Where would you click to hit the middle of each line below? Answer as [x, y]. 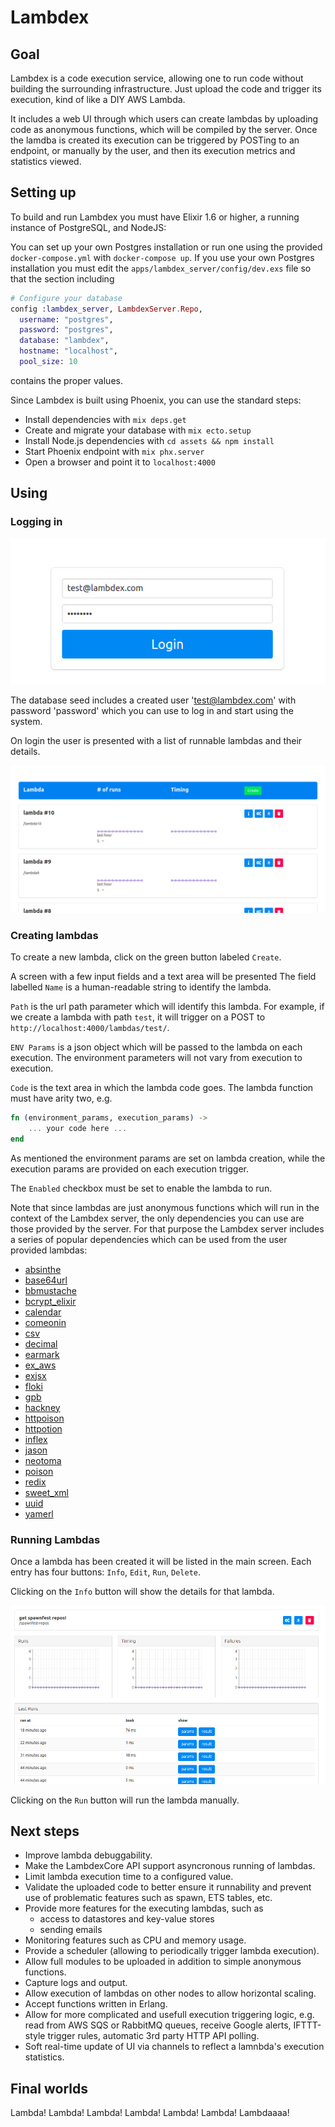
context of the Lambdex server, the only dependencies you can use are [157, 1218]
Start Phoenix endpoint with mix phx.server [114, 451]
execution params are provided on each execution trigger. [130, 1168]
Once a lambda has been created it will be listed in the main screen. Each [161, 1561]
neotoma [43, 1460]
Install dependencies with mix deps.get [105, 419]
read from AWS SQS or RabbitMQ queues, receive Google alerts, [158, 2025]
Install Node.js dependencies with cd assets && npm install [149, 440]
